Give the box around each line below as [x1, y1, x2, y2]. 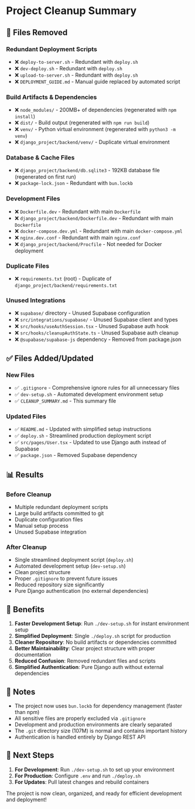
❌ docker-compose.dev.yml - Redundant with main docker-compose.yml [14, 227, 183, 234]
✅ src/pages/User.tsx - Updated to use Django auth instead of [14, 439, 167, 446]
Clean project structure [14, 569, 71, 576]
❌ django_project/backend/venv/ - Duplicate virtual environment [14, 139, 170, 146]
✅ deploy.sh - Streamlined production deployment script [14, 432, 151, 439]
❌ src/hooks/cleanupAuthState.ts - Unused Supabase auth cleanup [14, 329, 179, 336]
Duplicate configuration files [14, 516, 83, 523]
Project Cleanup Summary [6, 4, 137, 18]
